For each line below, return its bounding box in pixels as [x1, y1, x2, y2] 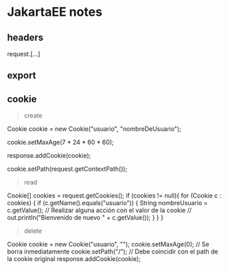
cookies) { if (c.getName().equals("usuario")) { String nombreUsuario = [7, 199, 208, 207]
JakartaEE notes [7, 4, 103, 20]
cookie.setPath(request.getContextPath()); [7, 165, 128, 173]
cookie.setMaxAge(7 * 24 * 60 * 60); [7, 138, 115, 147]
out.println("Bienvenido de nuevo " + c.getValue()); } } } [7, 214, 163, 222]
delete [23, 227, 43, 235]
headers [7, 32, 44, 43]
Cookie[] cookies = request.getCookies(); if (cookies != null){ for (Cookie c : [7, 191, 222, 200]
